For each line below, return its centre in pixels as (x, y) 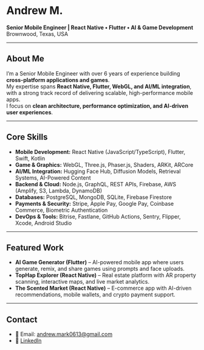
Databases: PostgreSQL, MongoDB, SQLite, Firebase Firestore (93, 197)
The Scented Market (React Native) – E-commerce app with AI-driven (103, 288)
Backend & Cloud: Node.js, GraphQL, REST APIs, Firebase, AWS (96, 184)
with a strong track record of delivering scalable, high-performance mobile (100, 93)
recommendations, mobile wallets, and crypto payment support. (95, 295)
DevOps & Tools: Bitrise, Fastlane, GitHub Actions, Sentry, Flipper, (98, 216)
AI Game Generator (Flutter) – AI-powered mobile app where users (99, 262)
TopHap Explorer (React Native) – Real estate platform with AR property (105, 275)
